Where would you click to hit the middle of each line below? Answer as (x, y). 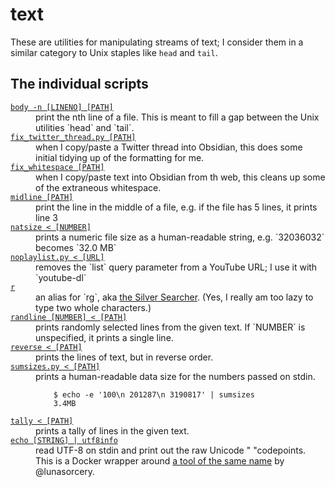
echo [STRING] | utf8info (64, 440)
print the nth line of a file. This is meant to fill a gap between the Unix (177, 117)
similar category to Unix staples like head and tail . (114, 52)
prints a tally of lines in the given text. (112, 430)
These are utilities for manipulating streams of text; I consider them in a (157, 42)
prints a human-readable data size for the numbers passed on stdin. (175, 376)
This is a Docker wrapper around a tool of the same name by (160, 460)
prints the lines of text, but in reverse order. (124, 357)
